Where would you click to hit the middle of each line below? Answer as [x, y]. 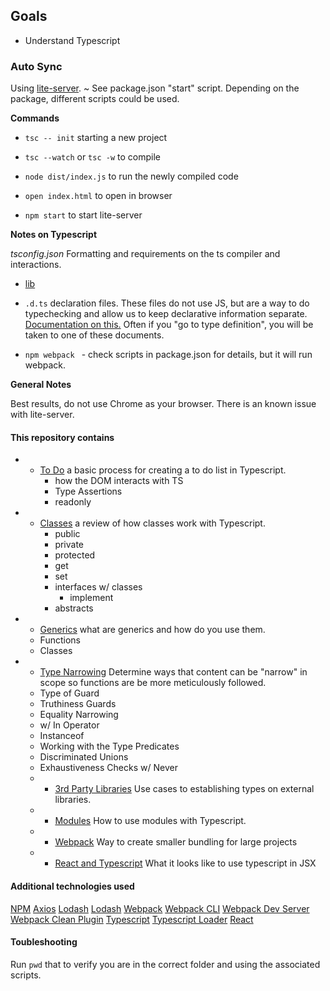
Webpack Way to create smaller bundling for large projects [176, 842]
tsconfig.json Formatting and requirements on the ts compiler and [145, 254]
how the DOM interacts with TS [119, 481]
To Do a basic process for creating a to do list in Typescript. [163, 470]
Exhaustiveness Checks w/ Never [108, 768]
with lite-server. [42, 415]
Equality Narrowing [79, 715]
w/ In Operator [69, 725]
